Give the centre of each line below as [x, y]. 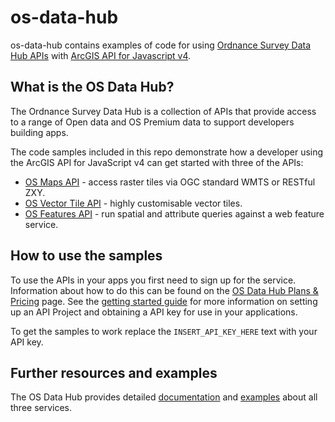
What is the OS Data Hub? [92, 87]
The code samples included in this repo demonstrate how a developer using [167, 152]
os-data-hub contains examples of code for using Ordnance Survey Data [161, 45]
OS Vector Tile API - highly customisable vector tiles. [133, 203]
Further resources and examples [114, 372]
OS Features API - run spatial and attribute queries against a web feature [174, 213]
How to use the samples [86, 256]
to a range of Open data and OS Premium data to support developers [152, 122]
